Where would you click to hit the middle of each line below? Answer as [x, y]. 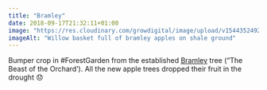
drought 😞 [26, 77]
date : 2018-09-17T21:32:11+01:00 [64, 23]
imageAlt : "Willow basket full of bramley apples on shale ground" [122, 38]
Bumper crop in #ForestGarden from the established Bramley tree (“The [126, 61]
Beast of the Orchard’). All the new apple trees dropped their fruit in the [125, 69]
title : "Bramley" [37, 16]
